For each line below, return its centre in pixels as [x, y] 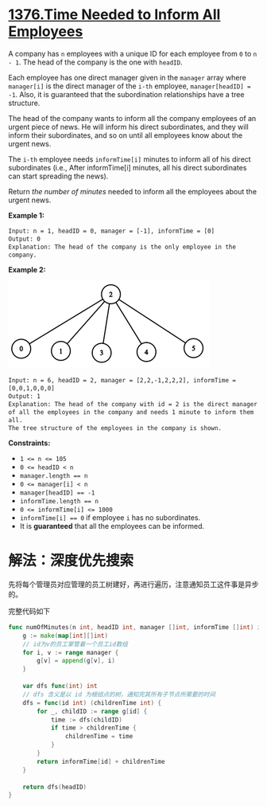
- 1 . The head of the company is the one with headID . [95, 62]
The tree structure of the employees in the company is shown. [115, 428]
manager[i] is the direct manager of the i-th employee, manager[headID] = [130, 86]
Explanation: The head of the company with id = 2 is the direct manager [133, 404]
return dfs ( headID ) [55, 787]
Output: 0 [25, 239]
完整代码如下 [29, 611]
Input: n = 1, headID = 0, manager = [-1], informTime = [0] [112, 231]
